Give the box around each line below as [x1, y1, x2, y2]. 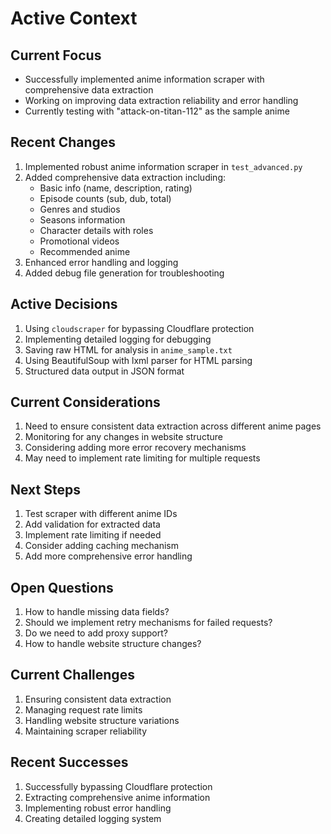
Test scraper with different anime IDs [24, 508, 178, 520]
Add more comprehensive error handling [24, 550, 193, 562]
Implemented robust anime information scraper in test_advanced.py [24, 160, 303, 172]
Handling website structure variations [24, 714, 180, 726]
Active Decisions [10, 296, 118, 313]
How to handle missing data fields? [24, 606, 170, 618]
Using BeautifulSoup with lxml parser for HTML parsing [24, 354, 253, 366]
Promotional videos [39, 235, 120, 247]
